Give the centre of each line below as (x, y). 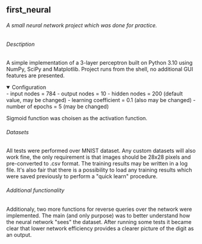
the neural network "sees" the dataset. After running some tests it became (99, 222)
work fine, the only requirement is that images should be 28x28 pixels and (99, 157)
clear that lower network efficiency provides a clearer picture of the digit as (100, 228)
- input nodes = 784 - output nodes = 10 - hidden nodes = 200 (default (95, 94)
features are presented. (36, 75)
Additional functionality (35, 190)
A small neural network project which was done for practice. (82, 25)
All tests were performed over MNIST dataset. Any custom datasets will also (101, 151)
